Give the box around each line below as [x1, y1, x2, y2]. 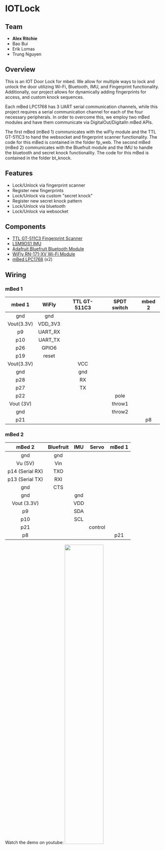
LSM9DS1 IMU [12, 241, 42, 247]
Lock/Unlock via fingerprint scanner [12, 182, 85, 188]
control [88, 524, 106, 531]
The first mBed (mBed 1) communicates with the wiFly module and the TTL [5, 129, 156, 135]
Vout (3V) [9, 400, 32, 407]
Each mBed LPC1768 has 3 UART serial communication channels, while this [5, 104, 158, 110]
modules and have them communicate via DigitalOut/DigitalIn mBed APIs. [5, 119, 153, 125]
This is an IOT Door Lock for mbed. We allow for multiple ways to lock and [5, 78, 155, 84]
